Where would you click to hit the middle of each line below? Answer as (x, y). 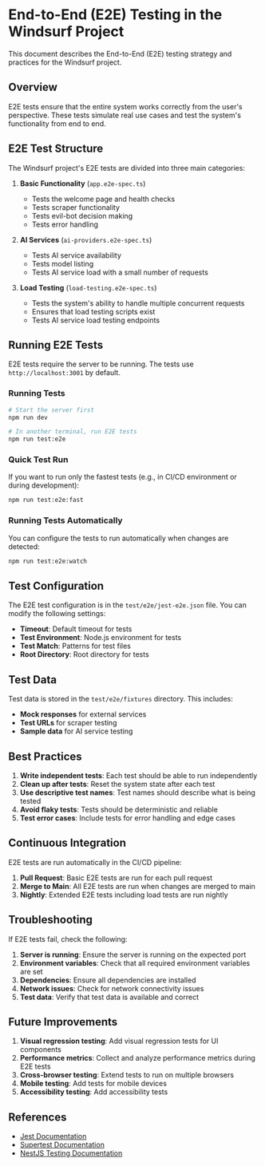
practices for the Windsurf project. (65, 62)
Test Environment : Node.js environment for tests (101, 638)
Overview (33, 87)
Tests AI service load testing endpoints (96, 320)
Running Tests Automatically (65, 520)
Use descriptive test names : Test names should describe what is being (137, 792)
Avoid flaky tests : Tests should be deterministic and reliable (119, 809)
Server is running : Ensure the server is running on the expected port (133, 955)
